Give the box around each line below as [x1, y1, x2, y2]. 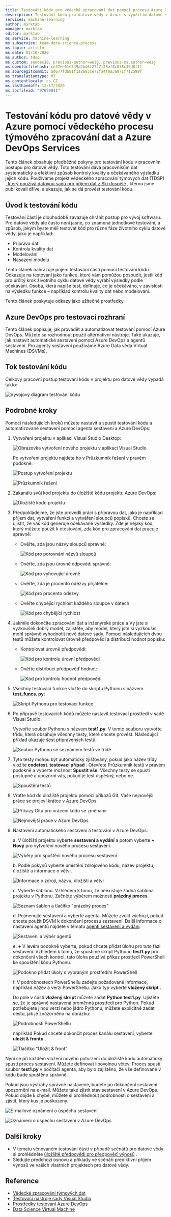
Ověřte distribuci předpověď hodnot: [20, 665, 98, 672]
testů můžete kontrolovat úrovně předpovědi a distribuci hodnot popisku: [12, 636, 165, 642]
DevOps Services [5, 142, 80, 154]
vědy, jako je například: [5, 231, 54, 237]
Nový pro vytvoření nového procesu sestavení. [12, 842, 111, 848]
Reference [5, 1176, 39, 1185]
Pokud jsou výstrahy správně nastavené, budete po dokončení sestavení [5, 1081, 158, 1087]
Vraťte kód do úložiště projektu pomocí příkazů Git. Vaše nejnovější [12, 792, 154, 798]
